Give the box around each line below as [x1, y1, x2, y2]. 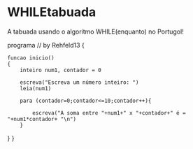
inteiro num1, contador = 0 [20, 66, 101, 73]
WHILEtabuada [7, 4, 96, 20]
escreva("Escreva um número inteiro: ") [20, 78, 139, 86]
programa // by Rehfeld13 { [7, 41, 85, 49]
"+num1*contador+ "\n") [7, 115, 77, 122]
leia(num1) [20, 85, 52, 92]
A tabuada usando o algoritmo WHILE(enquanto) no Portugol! [7, 27, 184, 36]
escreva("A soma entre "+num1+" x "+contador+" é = [32, 109, 187, 116]
